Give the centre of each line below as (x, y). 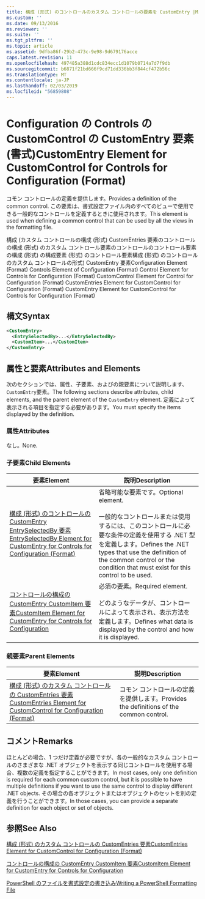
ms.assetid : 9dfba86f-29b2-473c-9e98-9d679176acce (72, 52)
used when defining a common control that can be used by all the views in (100, 220)
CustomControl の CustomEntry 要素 (100, 139)
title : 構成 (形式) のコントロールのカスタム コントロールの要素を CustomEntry (98, 12)
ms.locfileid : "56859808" (39, 92)
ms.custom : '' (24, 18)
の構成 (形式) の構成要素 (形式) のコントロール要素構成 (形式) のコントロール (102, 255)
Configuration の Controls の (79, 124)
